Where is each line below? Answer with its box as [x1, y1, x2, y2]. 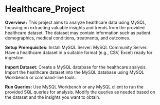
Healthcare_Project [5, 3, 85, 15]
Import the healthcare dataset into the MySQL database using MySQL [5, 69, 144, 75]
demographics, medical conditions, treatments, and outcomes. [5, 35, 130, 41]
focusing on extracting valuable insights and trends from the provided [5, 24, 145, 30]
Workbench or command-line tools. [5, 74, 76, 80]
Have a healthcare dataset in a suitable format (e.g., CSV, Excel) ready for [5, 50, 153, 55]
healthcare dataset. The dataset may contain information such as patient [5, 30, 151, 35]
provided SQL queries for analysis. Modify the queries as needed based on [5, 89, 156, 95]
